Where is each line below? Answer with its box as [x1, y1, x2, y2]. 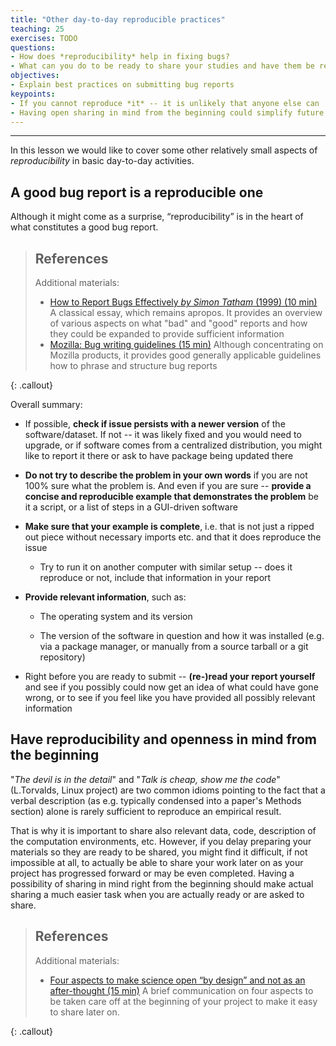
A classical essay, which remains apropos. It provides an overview [49, 307, 323, 318]
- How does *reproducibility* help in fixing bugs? [10, 52, 230, 62]
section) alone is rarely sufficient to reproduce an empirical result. [10, 805, 282, 817]
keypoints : [10, 89, 56, 99]
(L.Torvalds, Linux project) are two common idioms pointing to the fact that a [10, 784, 326, 796]
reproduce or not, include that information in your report [39, 572, 272, 583]
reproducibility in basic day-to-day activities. [10, 155, 195, 167]
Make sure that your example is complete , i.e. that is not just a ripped [24, 521, 315, 532]
